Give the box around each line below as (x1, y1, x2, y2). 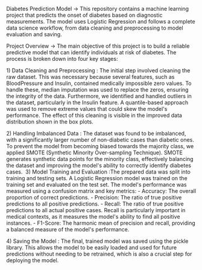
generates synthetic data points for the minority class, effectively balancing (6, 155, 194, 162)
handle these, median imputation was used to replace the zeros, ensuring (6, 86, 189, 93)
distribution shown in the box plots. (6, 118, 93, 125)
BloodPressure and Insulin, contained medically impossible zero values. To (6, 80, 192, 87)
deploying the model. (6, 257, 59, 264)
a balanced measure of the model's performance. (6, 226, 130, 233)
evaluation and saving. (6, 31, 62, 38)
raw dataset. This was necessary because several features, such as (6, 74, 175, 80)
